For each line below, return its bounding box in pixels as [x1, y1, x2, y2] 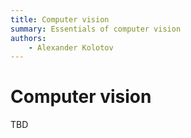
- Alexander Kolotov [28, 42, 114, 53]
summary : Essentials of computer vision [10, 24, 182, 34]
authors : [10, 33, 47, 43]
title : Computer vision [10, 14, 110, 25]
